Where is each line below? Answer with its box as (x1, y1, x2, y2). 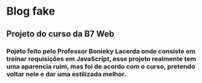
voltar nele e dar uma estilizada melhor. (6, 70, 126, 78)
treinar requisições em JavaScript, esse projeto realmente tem (6, 54, 196, 63)
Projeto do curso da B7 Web (6, 29, 115, 39)
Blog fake (6, 4, 55, 18)
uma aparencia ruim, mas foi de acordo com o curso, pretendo (6, 62, 195, 71)
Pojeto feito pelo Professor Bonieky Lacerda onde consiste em (6, 47, 196, 56)
